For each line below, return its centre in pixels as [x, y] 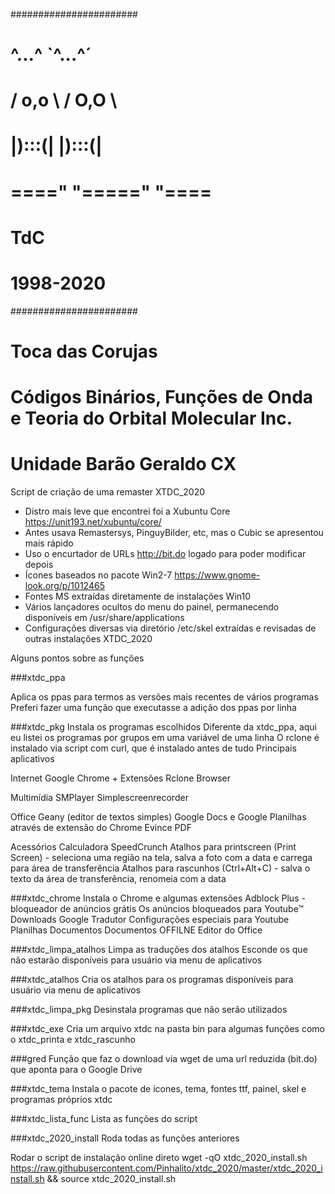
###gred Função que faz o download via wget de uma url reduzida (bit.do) [164, 1059]
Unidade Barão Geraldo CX [123, 464]
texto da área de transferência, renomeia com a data [118, 879]
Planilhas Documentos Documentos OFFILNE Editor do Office [136, 930]
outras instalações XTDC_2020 [88, 639]
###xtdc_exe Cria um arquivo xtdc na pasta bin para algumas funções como [167, 1029]
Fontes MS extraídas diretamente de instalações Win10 [138, 596]
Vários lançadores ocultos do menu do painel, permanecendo [152, 607]
